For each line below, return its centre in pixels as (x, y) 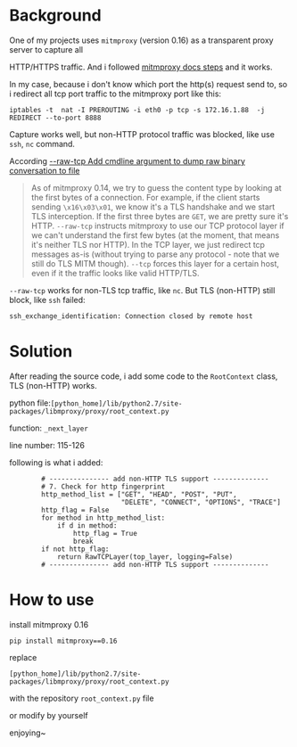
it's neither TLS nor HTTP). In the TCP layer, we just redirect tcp (148, 244)
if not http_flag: (75, 549)
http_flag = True (105, 533)
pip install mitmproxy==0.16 (63, 641)
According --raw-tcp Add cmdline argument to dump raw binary (127, 160)
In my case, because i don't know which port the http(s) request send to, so (148, 84)
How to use (52, 600)
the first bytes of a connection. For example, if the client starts (145, 197)
